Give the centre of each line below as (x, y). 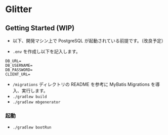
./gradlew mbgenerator (36, 102)
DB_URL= (13, 61)
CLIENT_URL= (18, 74)
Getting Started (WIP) (40, 28)
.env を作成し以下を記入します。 (46, 51)
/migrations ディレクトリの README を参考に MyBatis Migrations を (84, 84)
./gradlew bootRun (32, 127)
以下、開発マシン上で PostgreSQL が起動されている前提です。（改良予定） (89, 41)
